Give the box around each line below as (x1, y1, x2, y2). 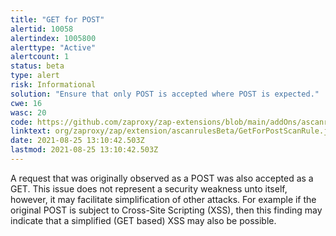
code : (10, 117, 33, 127)
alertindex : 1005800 (10, 33, 97, 43)
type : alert (10, 71, 60, 81)
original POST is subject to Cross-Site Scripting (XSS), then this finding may (10, 204, 323, 216)
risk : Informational (10, 80, 97, 90)
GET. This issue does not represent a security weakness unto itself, (10, 182, 288, 195)
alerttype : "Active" (10, 42, 97, 53)
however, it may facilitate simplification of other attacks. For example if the (10, 193, 317, 205)
